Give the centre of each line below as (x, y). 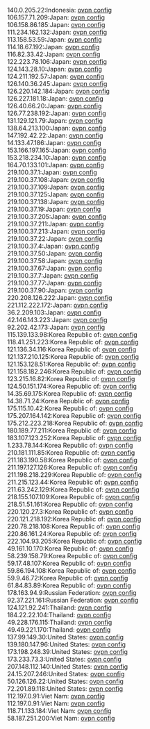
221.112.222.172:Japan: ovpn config (58, 305)
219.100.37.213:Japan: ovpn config (56, 231)
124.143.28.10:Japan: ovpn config (55, 69)
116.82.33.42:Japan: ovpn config (54, 54)
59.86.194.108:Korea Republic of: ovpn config (72, 571)
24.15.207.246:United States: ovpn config (66, 674)
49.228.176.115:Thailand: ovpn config (60, 622)
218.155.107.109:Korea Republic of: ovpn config (74, 497)
